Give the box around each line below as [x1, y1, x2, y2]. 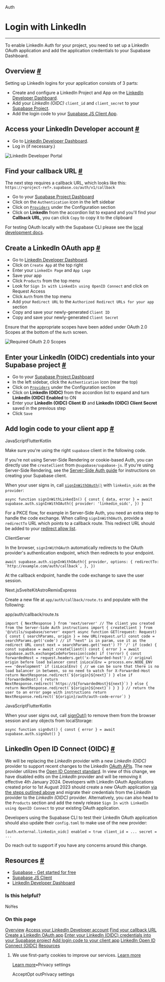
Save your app [12, 273, 42, 279]
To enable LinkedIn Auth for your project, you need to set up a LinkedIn [5, 42, 149, 48]
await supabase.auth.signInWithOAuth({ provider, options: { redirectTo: [5, 559, 160, 564]
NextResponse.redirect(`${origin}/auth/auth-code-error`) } [5, 694, 131, 699]
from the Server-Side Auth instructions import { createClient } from [5, 625, 153, 630]
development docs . [5, 229, 44, 235]
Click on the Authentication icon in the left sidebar [12, 199, 115, 205]
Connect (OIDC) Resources [5, 943, 60, 949]
